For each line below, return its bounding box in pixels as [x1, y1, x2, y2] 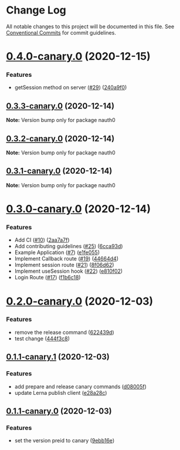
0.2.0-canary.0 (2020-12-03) [6, 295, 154, 308]
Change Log [6, 4, 66, 17]
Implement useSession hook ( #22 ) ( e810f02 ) [14, 268, 123, 275]
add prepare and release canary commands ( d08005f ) [14, 383, 147, 390]
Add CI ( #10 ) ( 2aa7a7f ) [14, 236, 70, 243]
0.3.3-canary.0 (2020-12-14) [6, 101, 115, 111]
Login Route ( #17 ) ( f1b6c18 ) [14, 274, 81, 281]
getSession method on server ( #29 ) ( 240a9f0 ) [14, 84, 127, 91]
